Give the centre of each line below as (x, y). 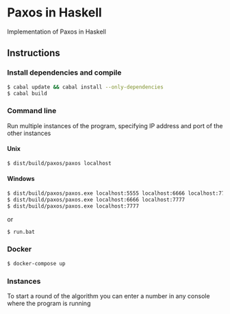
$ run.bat (21, 232)
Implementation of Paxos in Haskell (56, 32)
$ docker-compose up (37, 263)
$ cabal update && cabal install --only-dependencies (86, 87)
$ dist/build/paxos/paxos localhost (59, 163)
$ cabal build (27, 93)
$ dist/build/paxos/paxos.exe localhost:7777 (73, 206)
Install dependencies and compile (64, 73)
